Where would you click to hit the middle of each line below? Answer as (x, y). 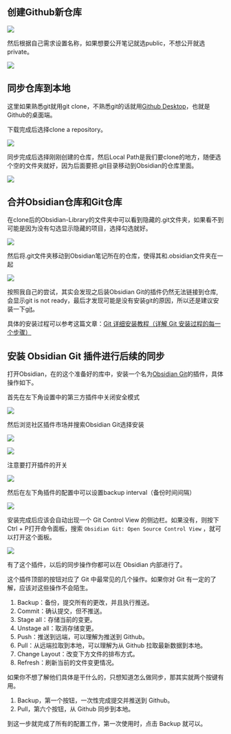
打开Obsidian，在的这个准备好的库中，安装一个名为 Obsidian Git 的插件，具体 (115, 374)
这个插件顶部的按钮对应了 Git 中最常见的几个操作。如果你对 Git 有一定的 (109, 579)
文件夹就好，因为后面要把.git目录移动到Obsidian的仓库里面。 (111, 165)
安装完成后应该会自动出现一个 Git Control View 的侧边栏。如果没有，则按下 (113, 520)
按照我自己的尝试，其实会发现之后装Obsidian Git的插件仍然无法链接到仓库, (113, 292)
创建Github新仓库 (45, 12)
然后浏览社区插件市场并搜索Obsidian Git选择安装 (76, 425)
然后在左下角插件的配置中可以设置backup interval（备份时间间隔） (101, 493)
